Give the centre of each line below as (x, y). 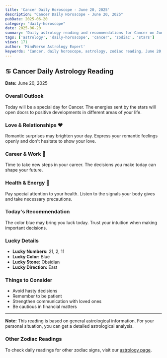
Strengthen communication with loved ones (57, 301)
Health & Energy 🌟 (27, 183)
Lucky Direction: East (35, 267)
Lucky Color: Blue (31, 257)
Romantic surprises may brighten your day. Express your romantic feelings (82, 136)
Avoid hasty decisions (35, 291)
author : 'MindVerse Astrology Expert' (45, 47)
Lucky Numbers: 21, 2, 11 (38, 251)
